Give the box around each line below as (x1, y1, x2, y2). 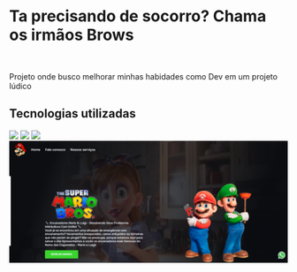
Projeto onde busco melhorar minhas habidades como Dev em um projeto (9, 71, 278, 81)
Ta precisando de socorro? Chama (9, 6, 267, 26)
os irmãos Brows (9, 25, 134, 45)
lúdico (9, 80, 33, 91)
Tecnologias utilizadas (9, 106, 136, 121)
